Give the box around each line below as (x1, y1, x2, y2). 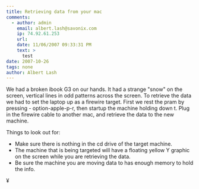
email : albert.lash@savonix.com (17, 25, 97, 31)
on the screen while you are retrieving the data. (14, 153, 131, 160)
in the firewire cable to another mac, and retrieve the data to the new (6, 111, 174, 118)
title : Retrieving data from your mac (6, 8, 102, 15)
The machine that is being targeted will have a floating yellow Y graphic (14, 147, 190, 154)
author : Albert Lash (6, 70, 58, 75)
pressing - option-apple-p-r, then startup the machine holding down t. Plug (6, 105, 190, 112)
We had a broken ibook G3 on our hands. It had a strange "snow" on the (6, 86, 183, 93)
